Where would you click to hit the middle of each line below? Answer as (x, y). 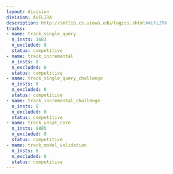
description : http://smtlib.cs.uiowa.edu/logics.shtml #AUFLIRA (87, 23)
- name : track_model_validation (46, 145)
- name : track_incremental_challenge (53, 100)
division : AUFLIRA (29, 17)
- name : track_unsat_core (38, 123)
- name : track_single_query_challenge (54, 78)
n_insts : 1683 (29, 39)
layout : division (28, 12)
